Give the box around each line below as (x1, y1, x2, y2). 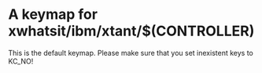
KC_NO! (8, 57, 34, 66)
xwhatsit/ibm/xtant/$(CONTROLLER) (8, 22, 255, 40)
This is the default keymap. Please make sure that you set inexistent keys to (8, 48, 253, 57)
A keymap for (8, 5, 98, 24)
